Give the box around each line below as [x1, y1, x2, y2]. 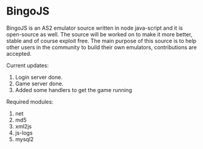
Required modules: [6, 98, 53, 105]
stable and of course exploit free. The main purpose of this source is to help [6, 37, 196, 44]
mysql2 [15, 135, 34, 143]
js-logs [15, 129, 33, 136]
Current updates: [6, 62, 49, 69]
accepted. [6, 50, 32, 57]
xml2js [15, 122, 32, 130]
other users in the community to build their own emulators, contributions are [6, 44, 197, 51]
